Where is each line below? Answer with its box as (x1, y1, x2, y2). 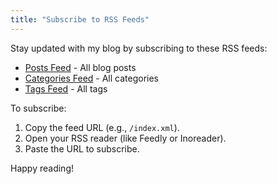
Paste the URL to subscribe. (24, 142, 140, 155)
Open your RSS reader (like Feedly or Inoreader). (24, 132, 227, 144)
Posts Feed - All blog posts (24, 61, 137, 73)
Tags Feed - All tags (24, 82, 108, 95)
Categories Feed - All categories (24, 72, 159, 84)
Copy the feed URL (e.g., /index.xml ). (24, 121, 180, 133)
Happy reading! (10, 162, 74, 174)
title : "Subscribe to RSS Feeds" (10, 14, 150, 25)
